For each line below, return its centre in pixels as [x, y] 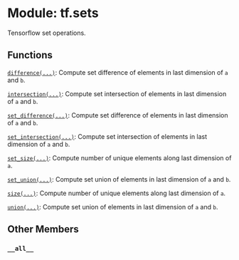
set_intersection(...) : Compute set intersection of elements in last [107, 136]
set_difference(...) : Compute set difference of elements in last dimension [118, 115]
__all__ [21, 249]
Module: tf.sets [53, 13]
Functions [30, 55]
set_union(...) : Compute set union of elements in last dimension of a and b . [119, 179]
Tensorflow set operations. [47, 33]
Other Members [43, 229]
